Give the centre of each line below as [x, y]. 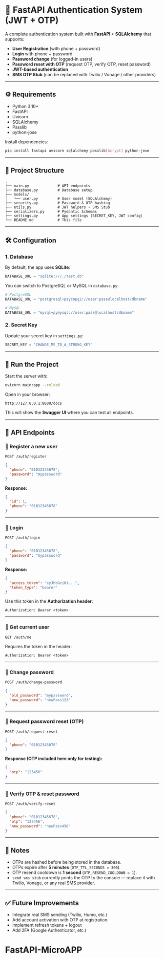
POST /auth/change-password [34, 682]
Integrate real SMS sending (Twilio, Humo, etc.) [60, 915]
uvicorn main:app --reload [32, 385]
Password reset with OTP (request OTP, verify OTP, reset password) [82, 64]
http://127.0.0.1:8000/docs [34, 403]
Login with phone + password [42, 54]
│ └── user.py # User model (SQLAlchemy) [59, 199]
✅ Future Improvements [42, 903]
